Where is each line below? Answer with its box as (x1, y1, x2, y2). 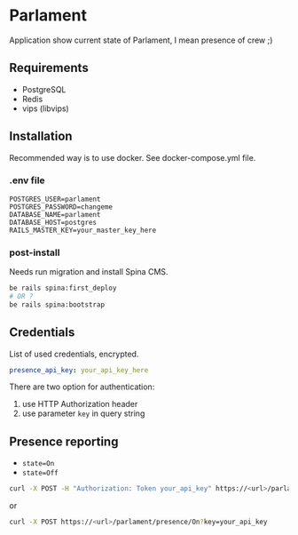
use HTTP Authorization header (21, 399, 138, 410)
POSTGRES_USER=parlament (9, 195, 101, 204)
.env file (9, 174, 46, 187)
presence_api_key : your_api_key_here (9, 365, 149, 374)
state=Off (21, 468, 59, 478)
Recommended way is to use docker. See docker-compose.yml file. (9, 152, 256, 163)
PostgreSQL (21, 84, 67, 94)
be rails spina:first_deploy (9, 283, 117, 293)
